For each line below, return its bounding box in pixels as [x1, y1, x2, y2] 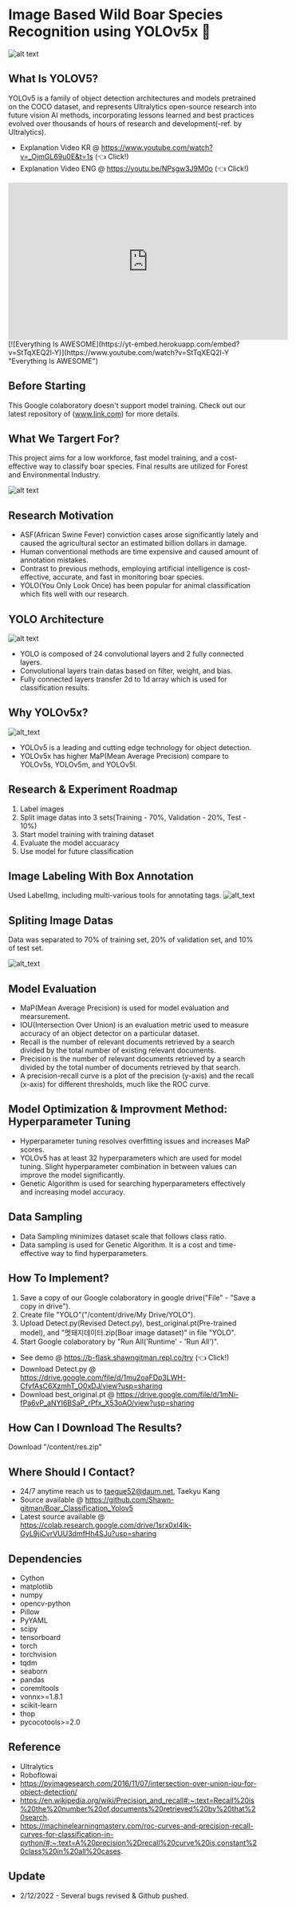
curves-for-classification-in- [19, 1829, 114, 1839]
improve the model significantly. [19, 1170, 125, 1179]
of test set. [8, 943, 44, 953]
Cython [19, 1573, 45, 1582]
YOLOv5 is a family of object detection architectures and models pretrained [8, 93, 256, 103]
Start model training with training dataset [19, 829, 154, 839]
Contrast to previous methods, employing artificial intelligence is [19, 564, 231, 574]
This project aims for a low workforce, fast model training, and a [8, 453, 219, 463]
